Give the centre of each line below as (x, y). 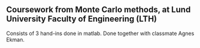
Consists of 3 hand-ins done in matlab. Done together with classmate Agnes (100, 33)
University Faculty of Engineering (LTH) (82, 19)
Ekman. (16, 39)
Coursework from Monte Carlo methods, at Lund (99, 10)
